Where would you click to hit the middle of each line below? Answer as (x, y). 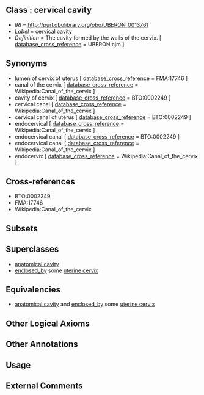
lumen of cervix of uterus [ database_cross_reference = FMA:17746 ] (101, 78)
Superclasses (32, 249)
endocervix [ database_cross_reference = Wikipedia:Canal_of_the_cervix (106, 156)
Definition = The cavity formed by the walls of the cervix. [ (88, 38)
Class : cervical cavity (49, 10)
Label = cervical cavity (43, 31)
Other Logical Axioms (48, 323)
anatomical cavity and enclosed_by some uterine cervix (85, 304)
